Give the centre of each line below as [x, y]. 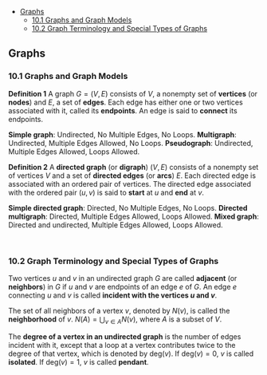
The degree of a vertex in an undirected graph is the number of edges [125, 336]
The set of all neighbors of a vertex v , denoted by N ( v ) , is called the [119, 310]
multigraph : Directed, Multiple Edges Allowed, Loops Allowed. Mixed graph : [133, 216]
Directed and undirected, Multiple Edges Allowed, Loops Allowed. [116, 225]
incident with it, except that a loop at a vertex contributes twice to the [122, 345]
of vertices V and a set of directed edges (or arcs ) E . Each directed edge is [132, 176]
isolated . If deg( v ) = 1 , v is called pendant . [79, 361]
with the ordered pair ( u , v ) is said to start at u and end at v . [106, 192]
